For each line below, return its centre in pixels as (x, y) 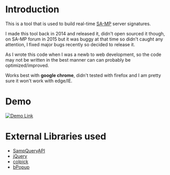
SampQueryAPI (29, 150)
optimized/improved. (27, 65)
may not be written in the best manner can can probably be (68, 60)
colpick (21, 161)
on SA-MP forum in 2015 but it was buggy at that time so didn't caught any (84, 39)
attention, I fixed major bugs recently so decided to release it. (70, 44)
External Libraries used (56, 137)
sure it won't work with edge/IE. (39, 81)
